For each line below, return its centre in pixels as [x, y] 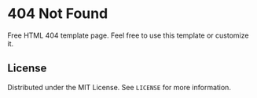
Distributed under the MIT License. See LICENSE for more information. [119, 87]
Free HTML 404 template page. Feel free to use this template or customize [128, 35]
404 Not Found [58, 14]
